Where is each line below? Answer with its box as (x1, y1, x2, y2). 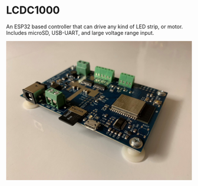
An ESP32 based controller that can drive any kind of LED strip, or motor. (6, 23, 183, 30)
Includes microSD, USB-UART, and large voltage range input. (6, 29, 154, 36)
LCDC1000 (6, 4, 60, 17)
